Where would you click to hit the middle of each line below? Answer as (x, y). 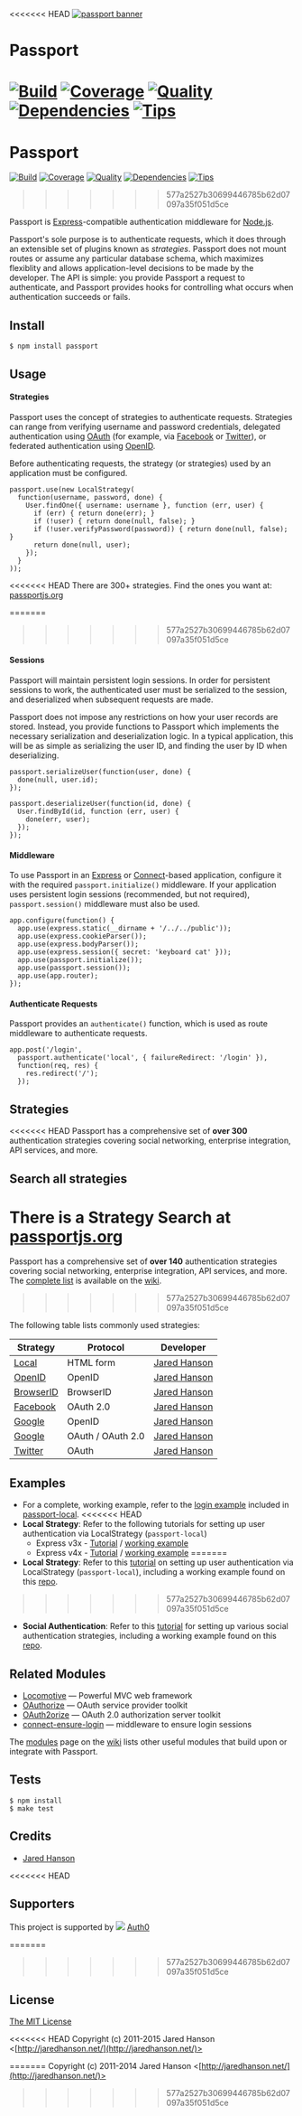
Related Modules (58, 1674)
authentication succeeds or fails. (70, 297)
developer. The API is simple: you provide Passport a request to (127, 278)
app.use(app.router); (58, 976)
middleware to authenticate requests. (78, 1034)
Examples (37, 1483)
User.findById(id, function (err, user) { (98, 811)
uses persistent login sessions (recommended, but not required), (130, 894)
